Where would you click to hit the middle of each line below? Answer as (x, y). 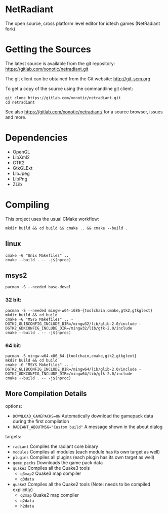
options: (14, 406)
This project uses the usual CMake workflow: (52, 219)
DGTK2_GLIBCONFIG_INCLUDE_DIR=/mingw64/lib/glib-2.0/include (71, 369)
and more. (16, 117)
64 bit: (13, 345)
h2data (27, 506)
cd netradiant (20, 102)
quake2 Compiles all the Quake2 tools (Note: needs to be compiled (81, 484)
